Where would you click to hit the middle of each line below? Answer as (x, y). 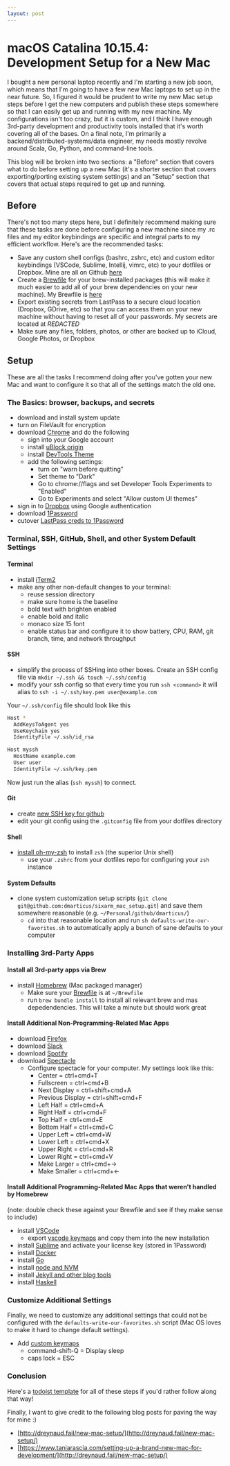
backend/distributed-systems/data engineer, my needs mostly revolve (107, 141)
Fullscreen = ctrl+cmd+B (73, 1083)
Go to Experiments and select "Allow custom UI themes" (118, 499)
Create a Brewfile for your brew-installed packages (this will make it (114, 280)
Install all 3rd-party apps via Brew (57, 969)
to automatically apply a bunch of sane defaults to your (145, 928)
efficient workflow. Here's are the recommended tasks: (85, 244)
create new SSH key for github (61, 814)
